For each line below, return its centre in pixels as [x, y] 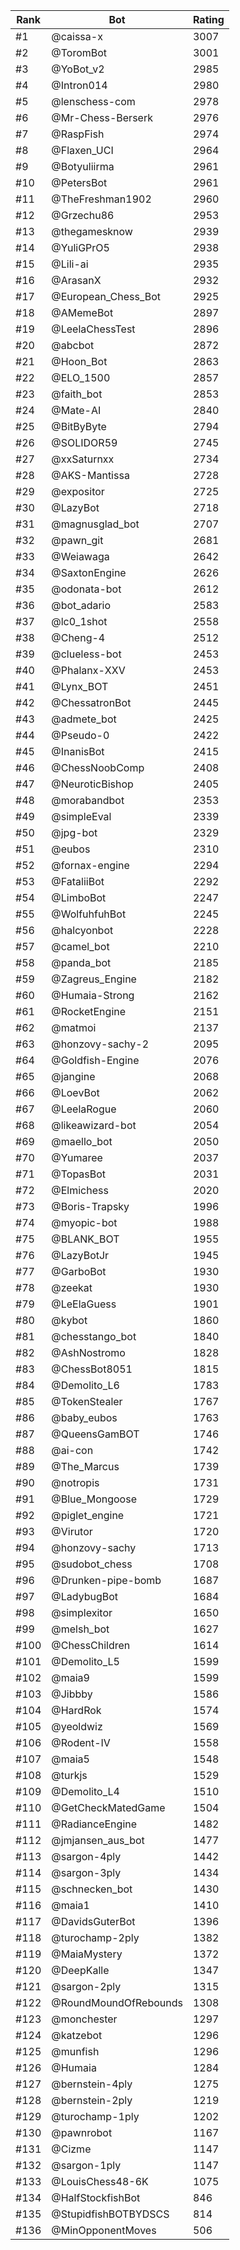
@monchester [84, 2019]
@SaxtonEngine [89, 572]
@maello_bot [82, 1141]
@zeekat [72, 1287]
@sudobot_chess [92, 1564]
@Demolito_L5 [85, 1661]
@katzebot [77, 2035]
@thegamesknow [92, 231]
